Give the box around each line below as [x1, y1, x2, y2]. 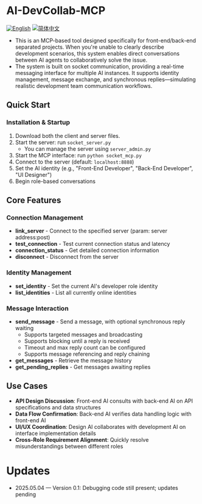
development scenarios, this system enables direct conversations [15, 49, 180, 57]
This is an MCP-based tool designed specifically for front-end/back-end [15, 37, 197, 44]
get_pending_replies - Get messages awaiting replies [15, 363, 151, 370]
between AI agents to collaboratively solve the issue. [15, 56, 148, 63]
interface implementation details [15, 430, 96, 437]
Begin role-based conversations [15, 178, 96, 185]
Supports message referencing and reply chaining [24, 350, 150, 358]
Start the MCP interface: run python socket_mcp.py [15, 151, 142, 159]
